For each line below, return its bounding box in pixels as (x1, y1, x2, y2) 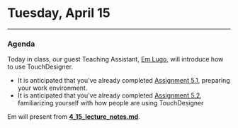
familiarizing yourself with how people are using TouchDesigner (17, 99, 204, 107)
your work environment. (17, 83, 88, 93)
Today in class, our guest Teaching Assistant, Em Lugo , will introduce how (7, 55, 224, 64)
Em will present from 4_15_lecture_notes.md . (7, 112, 140, 121)
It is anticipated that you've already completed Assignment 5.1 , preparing (17, 76, 230, 85)
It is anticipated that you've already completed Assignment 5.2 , (17, 91, 202, 100)
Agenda (7, 39, 35, 49)
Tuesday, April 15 (7, 5, 111, 21)
